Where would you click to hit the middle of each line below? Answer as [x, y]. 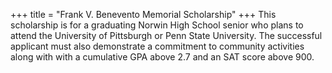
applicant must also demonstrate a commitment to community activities [157, 46]
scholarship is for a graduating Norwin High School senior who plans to [157, 25]
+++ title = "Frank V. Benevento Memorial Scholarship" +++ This [143, 14]
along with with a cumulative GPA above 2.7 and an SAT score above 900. [162, 57]
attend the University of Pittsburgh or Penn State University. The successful [166, 35]
